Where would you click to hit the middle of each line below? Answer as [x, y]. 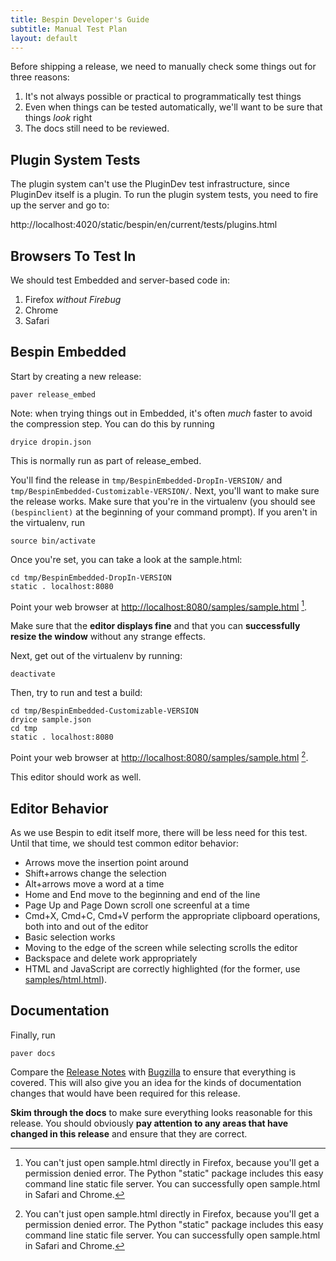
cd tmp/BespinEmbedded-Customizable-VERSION [104, 711]
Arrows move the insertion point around [106, 862]
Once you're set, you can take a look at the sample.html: [126, 559]
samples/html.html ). [66, 979]
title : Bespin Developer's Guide [80, 19]
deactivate [33, 674]
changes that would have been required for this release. [125, 1093]
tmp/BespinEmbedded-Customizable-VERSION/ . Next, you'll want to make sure [165, 490]
